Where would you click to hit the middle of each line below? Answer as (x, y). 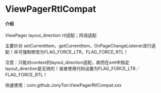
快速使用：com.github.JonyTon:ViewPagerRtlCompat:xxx (63, 85)
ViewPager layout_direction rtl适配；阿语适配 (51, 35)
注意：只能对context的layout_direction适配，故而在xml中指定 (67, 62)
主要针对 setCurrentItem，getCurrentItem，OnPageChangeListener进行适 (80, 46)
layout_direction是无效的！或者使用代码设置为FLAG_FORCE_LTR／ (73, 69)
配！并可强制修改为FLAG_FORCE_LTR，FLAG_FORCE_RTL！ (67, 52)
